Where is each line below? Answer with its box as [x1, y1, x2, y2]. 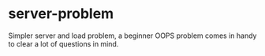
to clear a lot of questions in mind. [8, 39, 119, 48]
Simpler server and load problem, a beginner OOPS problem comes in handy [8, 31, 257, 40]
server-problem [8, 5, 114, 23]
